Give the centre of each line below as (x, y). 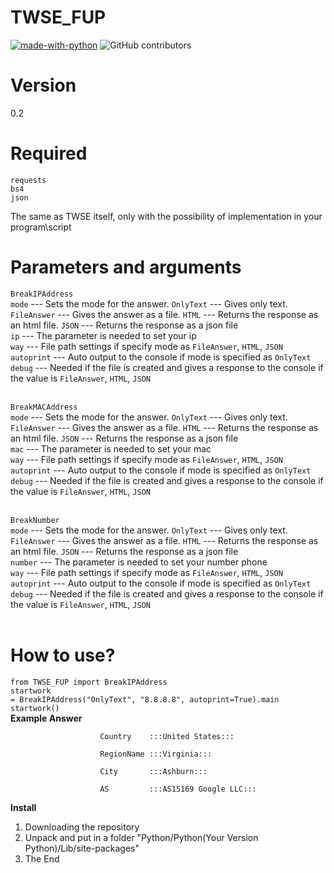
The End (42, 858)
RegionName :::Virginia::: (156, 754)
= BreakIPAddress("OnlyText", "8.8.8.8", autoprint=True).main (145, 699)
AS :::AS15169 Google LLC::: (178, 789)
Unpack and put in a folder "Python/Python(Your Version (141, 837)
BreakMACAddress (44, 407)
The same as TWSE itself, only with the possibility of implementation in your (166, 216)
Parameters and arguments (126, 267)
